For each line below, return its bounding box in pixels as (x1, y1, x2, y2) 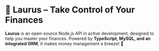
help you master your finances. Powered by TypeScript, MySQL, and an (5, 36, 151, 41)
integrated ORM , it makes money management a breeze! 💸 (5, 40, 124, 46)
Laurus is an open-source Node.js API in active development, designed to (5, 30, 154, 36)
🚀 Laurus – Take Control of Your (5, 4, 136, 15)
